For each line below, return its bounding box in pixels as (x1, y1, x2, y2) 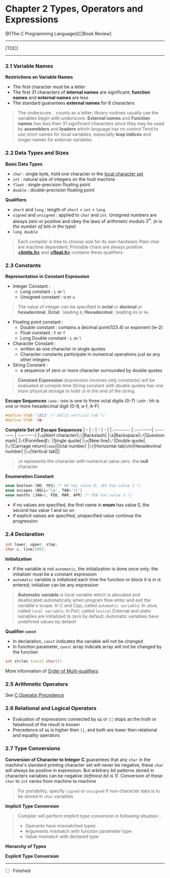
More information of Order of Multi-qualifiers (5, 668, 99, 674)
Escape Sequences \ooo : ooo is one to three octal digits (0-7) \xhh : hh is (5, 398, 159, 404)
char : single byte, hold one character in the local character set (12, 171, 143, 177)
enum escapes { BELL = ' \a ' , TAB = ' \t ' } (5, 488, 82, 493)
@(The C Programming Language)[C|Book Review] (5, 30, 112, 36)
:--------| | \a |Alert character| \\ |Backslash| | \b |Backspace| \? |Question (17, 432, 165, 438)
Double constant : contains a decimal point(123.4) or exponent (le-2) (20, 325, 163, 331)
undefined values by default (17, 618, 76, 624)
